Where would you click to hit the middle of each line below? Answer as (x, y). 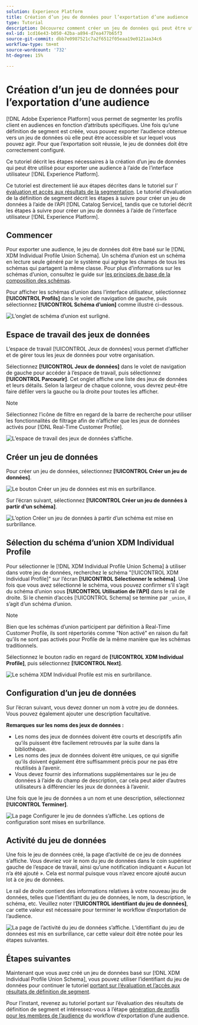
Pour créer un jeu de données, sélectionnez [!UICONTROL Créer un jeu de (97, 471)
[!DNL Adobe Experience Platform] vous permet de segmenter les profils (94, 119)
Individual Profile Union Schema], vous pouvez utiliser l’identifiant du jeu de (98, 979)
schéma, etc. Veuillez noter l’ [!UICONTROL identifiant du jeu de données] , (97, 904)
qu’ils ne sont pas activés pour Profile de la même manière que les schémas (98, 639)
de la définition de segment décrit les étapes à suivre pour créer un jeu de (96, 198)
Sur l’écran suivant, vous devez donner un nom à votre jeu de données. (93, 707)
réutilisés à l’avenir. (38, 768)
